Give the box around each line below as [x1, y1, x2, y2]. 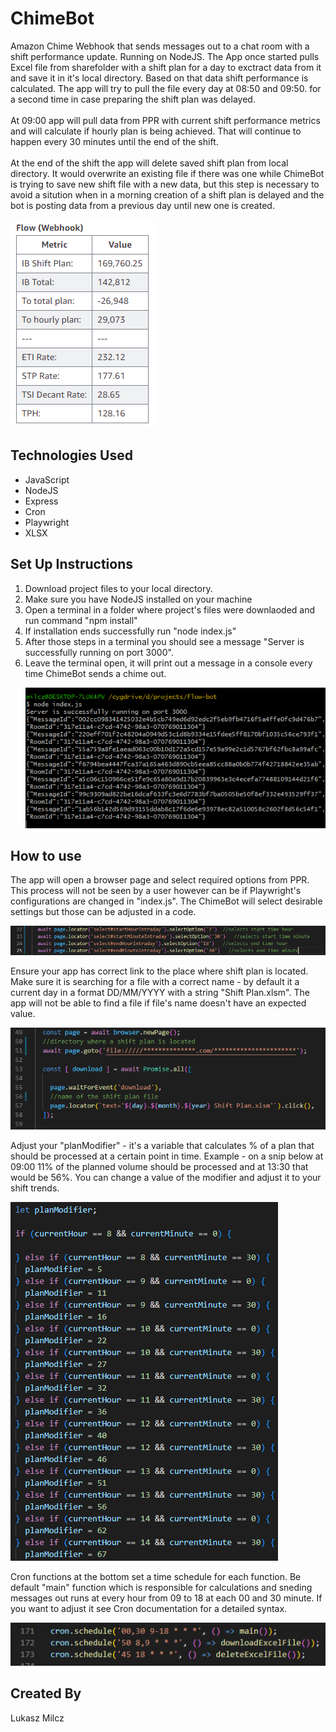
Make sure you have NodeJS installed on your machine [24, 593, 253, 605]
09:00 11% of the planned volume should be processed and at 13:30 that [10, 1160, 309, 1172]
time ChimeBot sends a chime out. [24, 667, 167, 679]
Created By [10, 1685, 82, 1702]
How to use [10, 848, 82, 865]
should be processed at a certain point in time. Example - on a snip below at [10, 1150, 324, 1162]
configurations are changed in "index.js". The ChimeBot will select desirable [10, 895, 323, 907]
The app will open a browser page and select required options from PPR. [10, 874, 310, 886]
